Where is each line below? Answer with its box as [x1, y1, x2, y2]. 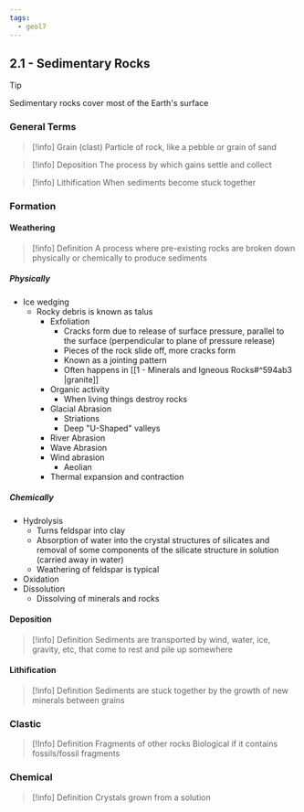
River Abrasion [49, 432, 106, 443]
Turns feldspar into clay [36, 525, 126, 536]
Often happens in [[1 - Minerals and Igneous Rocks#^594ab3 [63, 364, 292, 375]
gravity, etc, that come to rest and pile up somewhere [31, 644, 234, 655]
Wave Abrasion [49, 442, 108, 453]
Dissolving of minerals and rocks [36, 593, 160, 604]
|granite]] [63, 374, 99, 385]
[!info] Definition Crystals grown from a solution [31, 792, 212, 803]
